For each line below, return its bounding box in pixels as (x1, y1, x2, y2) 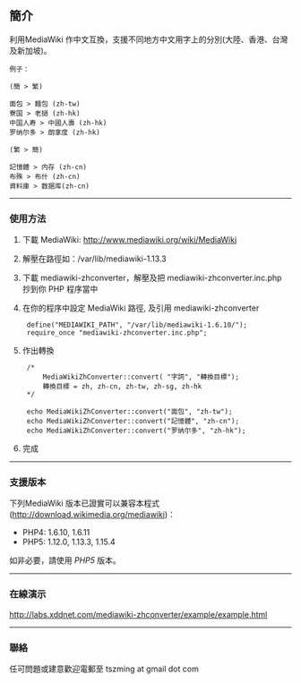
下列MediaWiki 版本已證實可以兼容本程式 (9, 498, 160, 508)
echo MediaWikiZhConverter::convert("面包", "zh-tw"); (26, 407, 233, 416)
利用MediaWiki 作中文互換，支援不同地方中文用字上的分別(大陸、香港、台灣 (9, 34, 288, 45)
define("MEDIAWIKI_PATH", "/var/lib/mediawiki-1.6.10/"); (26, 320, 248, 329)
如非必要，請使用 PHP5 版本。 (9, 555, 121, 566)
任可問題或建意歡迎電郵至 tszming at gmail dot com (9, 663, 199, 674)
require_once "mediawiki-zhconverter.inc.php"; (26, 329, 208, 337)
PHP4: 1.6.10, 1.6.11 (21, 527, 90, 538)
